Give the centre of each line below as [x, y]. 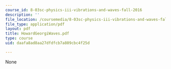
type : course [19, 39]
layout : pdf [18, 29]
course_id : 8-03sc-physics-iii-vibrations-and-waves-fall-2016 [74, 10]
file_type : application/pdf [35, 24]
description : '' [22, 15]
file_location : [21, 19]
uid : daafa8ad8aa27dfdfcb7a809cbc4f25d [48, 43]
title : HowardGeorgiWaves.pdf [37, 33]
